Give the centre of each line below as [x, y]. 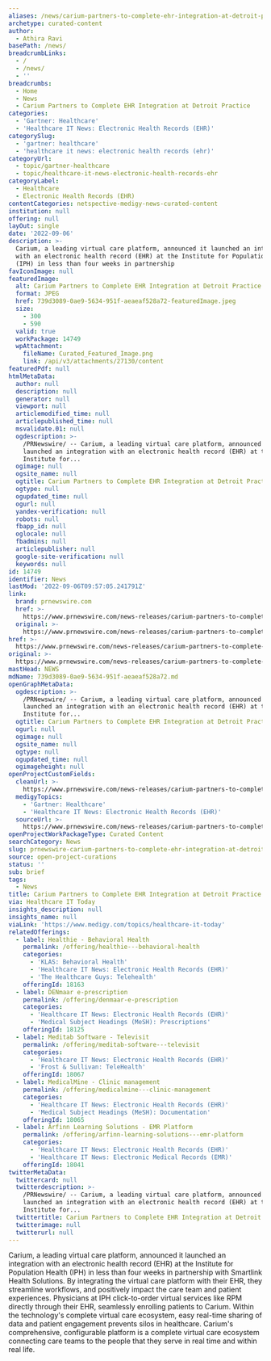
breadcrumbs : [30, 83]
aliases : [23, 16]
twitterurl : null [45, 1233]
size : [25, 309]
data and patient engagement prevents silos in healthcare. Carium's [121, 1324]
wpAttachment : [39, 347]
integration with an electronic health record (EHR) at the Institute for [121, 1264]
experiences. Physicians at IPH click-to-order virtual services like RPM [125, 1298]
